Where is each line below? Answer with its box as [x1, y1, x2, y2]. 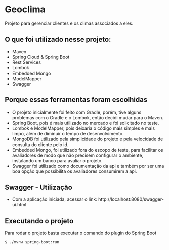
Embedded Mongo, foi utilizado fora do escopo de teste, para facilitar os [12, 147, 163, 153]
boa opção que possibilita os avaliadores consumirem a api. [12, 168, 137, 174]
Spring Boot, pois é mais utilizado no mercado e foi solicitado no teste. [12, 120, 159, 126]
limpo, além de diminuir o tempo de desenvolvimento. [12, 130, 124, 136]
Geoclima [5, 4, 46, 15]
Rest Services [12, 59, 41, 65]
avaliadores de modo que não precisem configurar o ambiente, [12, 152, 144, 158]
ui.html [12, 202, 27, 208]
